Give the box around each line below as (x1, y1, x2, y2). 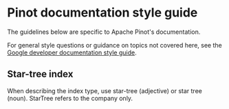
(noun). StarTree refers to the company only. (7, 94, 133, 102)
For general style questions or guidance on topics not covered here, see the (7, 41, 222, 49)
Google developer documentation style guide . (7, 48, 137, 57)
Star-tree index (7, 68, 74, 80)
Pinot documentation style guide (7, 5, 198, 21)
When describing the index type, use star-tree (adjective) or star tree (7, 86, 203, 95)
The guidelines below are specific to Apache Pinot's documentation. (7, 28, 201, 36)
